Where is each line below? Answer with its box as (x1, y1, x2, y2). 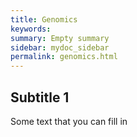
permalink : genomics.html (10, 52, 118, 62)
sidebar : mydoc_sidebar (10, 42, 110, 53)
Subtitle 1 (10, 89, 70, 106)
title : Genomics (10, 14, 78, 25)
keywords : (10, 24, 52, 34)
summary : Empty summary (10, 33, 110, 43)
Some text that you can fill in (10, 115, 128, 127)
